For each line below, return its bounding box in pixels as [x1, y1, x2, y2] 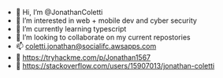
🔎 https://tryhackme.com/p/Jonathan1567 [15, 53, 151, 62]
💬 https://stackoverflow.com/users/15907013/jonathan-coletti [15, 61, 215, 70]
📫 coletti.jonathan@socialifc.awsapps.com [15, 42, 157, 50]
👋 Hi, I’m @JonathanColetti [15, 8, 103, 17]
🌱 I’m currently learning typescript [15, 24, 127, 33]
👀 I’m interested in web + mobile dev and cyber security [15, 16, 197, 25]
